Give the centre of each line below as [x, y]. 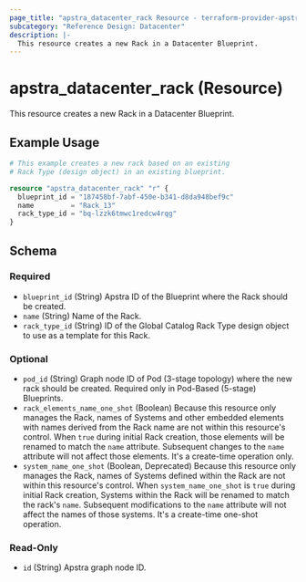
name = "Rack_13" [67, 205]
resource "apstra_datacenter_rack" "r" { [89, 188]
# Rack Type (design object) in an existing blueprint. [117, 171]
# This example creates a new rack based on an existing [120, 163]
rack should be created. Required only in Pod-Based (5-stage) [139, 389]
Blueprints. [43, 399]
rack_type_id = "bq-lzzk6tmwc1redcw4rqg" [97, 214]
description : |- [40, 35]
